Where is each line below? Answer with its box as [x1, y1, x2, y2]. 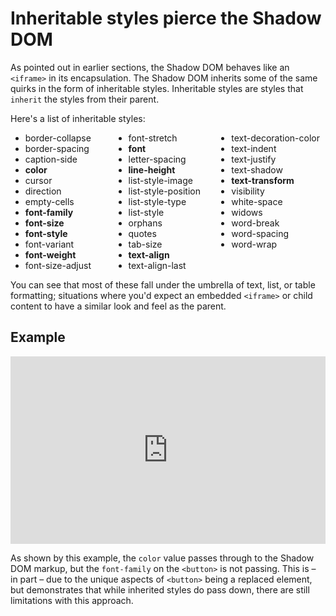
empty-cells [24, 195, 75, 207]
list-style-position [128, 185, 202, 197]
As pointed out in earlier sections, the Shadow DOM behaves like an [10, 61, 290, 73]
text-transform [231, 174, 295, 186]
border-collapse [24, 132, 92, 144]
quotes [128, 227, 157, 239]
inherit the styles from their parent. [10, 93, 160, 105]
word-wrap [231, 238, 278, 250]
